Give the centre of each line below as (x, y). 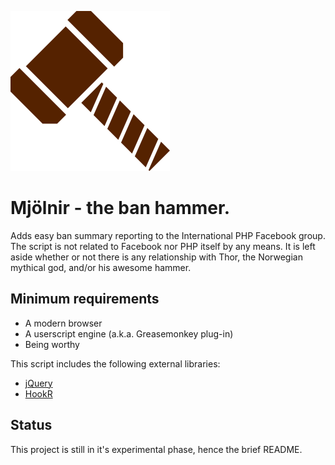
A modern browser (63, 323)
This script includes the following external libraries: (115, 363)
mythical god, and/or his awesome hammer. (101, 267)
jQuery (38, 383)
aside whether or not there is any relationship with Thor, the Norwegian (156, 257)
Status (31, 425)
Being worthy (52, 344)
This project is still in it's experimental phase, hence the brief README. (156, 449)
